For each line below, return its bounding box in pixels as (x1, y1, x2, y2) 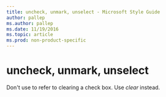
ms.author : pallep (6, 20, 53, 26)
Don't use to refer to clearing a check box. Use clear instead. (6, 84, 160, 91)
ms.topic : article (6, 32, 53, 38)
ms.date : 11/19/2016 (6, 26, 59, 32)
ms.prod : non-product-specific (6, 37, 86, 43)
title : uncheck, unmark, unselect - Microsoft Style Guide (6, 9, 160, 15)
